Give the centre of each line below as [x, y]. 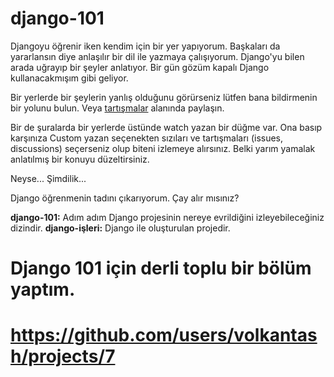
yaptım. [43, 289]
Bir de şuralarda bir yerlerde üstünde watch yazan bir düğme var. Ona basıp [166, 127]
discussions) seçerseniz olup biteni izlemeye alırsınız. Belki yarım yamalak [163, 148]
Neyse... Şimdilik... [48, 178]
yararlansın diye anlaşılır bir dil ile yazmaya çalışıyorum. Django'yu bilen [157, 56]
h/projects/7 [63, 356]
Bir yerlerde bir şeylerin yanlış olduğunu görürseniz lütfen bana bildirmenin [164, 97]
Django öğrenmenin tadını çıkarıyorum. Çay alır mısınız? [125, 198]
